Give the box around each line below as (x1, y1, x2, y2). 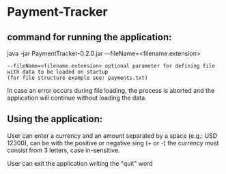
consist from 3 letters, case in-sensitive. (7, 146, 121, 154)
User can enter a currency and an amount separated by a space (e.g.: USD (7, 131, 218, 140)
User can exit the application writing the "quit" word (7, 159, 153, 167)
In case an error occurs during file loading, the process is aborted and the (7, 87, 215, 94)
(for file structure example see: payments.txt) (7, 74, 148, 81)
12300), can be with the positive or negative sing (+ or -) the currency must (7, 139, 219, 147)
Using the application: (7, 113, 103, 125)
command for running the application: (7, 31, 172, 43)
